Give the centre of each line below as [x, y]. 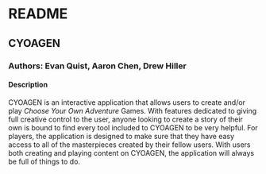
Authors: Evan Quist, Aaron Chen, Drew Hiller [97, 66]
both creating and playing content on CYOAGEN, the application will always [131, 153]
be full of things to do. [44, 161]
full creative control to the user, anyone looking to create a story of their [126, 119]
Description [28, 85]
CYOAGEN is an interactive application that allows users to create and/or [127, 102]
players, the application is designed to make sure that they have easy [121, 136]
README [38, 14]
